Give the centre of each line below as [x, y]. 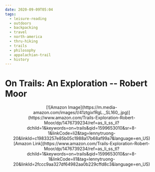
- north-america [26, 37]
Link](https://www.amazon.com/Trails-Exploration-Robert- [91, 144]
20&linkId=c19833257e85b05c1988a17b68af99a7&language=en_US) [82, 138]
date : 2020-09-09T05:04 [29, 10]
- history [19, 59]
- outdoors [20, 23]
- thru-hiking [24, 41]
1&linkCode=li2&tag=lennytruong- [82, 133]
